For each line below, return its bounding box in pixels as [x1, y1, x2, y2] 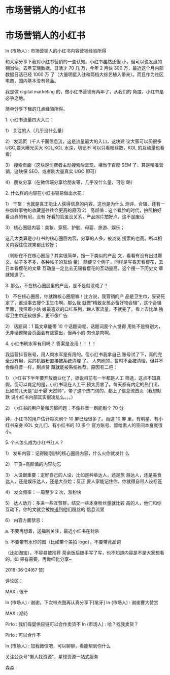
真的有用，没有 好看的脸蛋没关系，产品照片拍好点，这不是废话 [14, 214, 145, 220]
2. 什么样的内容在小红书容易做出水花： [5, 190, 86, 196]
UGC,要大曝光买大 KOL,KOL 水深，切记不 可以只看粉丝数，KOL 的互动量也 [5, 145, 160, 151]
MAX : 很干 [5, 589, 28, 595]
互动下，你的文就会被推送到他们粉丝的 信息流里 [5, 506, 105, 513]
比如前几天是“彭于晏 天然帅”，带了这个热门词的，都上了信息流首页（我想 [5, 388, 157, 394]
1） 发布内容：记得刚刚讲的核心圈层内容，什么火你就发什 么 [5, 450, 130, 457]
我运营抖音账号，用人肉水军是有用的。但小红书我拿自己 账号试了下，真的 [5, 352, 158, 358]
